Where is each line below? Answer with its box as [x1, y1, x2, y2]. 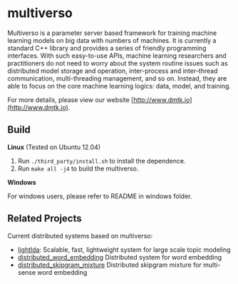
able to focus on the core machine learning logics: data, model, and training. [7, 81, 232, 90]
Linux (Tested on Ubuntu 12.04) [7, 143, 101, 151]
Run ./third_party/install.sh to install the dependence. [17, 156, 186, 165]
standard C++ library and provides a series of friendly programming [7, 44, 207, 52]
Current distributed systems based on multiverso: [7, 231, 153, 240]
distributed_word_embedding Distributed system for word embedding [17, 253, 222, 261]
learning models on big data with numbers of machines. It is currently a [7, 36, 217, 44]
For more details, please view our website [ [7, 95, 134, 104]
